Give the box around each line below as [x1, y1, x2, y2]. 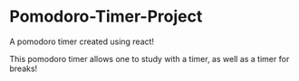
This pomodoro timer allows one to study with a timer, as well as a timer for [9, 53, 290, 64]
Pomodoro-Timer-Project [9, 6, 203, 27]
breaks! [9, 63, 38, 74]
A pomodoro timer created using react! [9, 36, 155, 47]
